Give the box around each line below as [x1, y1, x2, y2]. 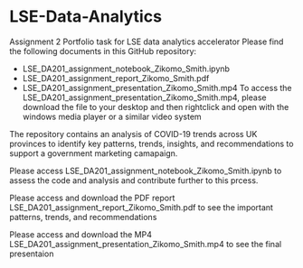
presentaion [9, 248, 54, 259]
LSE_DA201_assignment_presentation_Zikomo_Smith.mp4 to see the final [9, 238, 282, 249]
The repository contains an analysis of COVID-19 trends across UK [9, 128, 258, 139]
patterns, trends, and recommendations [9, 211, 157, 222]
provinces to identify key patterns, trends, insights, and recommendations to [9, 138, 294, 149]
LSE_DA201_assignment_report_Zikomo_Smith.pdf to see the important [9, 201, 274, 213]
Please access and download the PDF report [9, 192, 175, 203]
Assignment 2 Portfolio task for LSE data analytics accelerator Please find [9, 36, 284, 47]
